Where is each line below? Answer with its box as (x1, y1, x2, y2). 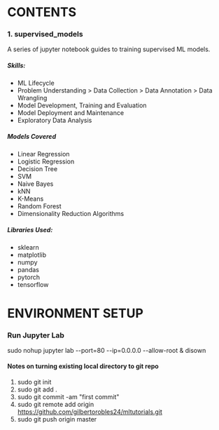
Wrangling (17, 94, 48, 102)
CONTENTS (7, 4, 77, 20)
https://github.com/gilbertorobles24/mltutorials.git (17, 408, 163, 416)
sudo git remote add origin (17, 401, 94, 409)
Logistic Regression (17, 157, 75, 166)
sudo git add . (17, 385, 57, 394)
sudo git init (17, 378, 52, 387)
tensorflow (17, 281, 49, 289)
